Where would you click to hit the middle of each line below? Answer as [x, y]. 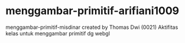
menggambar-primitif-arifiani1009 [92, 11]
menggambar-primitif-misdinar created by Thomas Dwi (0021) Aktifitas [92, 27]
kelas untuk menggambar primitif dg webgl [58, 33]
